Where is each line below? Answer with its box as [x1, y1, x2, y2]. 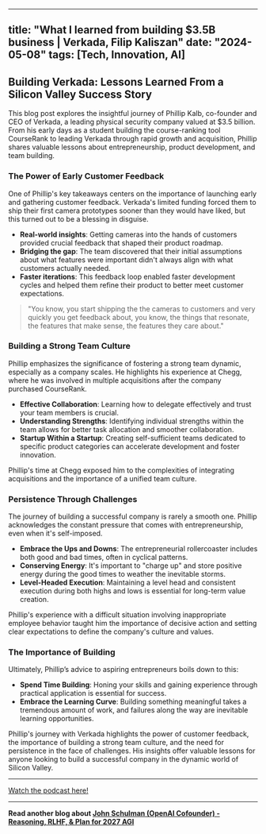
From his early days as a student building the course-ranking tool [8, 125, 221, 135]
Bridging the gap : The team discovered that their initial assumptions [19, 246, 243, 256]
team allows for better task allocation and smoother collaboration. [19, 424, 234, 434]
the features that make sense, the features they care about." [27, 321, 224, 330]
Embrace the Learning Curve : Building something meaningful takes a [19, 697, 247, 707]
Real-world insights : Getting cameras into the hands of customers [19, 230, 237, 239]
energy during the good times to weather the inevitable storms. [19, 570, 226, 579]
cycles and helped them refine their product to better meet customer [19, 280, 244, 290]
